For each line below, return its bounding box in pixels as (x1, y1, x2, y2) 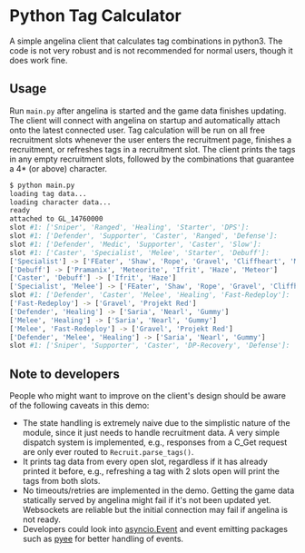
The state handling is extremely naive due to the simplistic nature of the (22, 418, 290, 429)
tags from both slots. (22, 476, 101, 487)
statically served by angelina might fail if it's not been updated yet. (22, 495, 272, 506)
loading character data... (9, 197, 112, 207)
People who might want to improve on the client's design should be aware (9, 390, 287, 401)
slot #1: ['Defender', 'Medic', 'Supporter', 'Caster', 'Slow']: (9, 240, 261, 249)
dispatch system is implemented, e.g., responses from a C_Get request (22, 437, 288, 448)
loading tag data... (9, 189, 88, 198)
